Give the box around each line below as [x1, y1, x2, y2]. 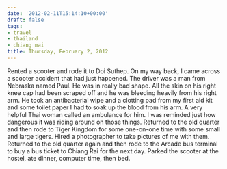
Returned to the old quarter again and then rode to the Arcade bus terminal [7, 140, 218, 148]
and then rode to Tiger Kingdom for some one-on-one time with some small [7, 125, 221, 133]
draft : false [7, 16, 44, 23]
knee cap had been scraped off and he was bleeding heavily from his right [7, 88, 217, 96]
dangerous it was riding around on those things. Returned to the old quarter [7, 118, 220, 126]
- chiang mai [7, 42, 44, 49]
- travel [7, 29, 32, 36]
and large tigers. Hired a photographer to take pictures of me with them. [7, 132, 210, 140]
